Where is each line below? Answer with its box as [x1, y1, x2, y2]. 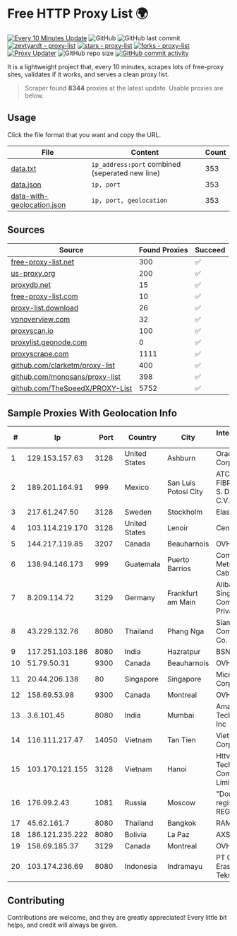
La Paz [166, 830, 190, 840]
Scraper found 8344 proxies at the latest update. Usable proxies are [24, 83, 224, 92]
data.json [11, 180, 42, 189]
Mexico [124, 482, 150, 492]
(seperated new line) [91, 168, 161, 177]
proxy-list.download [11, 303, 79, 312]
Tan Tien [166, 735, 196, 745]
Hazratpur [166, 647, 201, 657]
